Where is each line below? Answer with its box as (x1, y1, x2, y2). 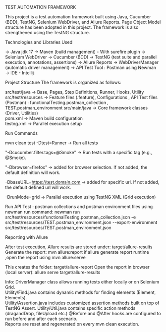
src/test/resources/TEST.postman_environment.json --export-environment (5, 220, 158, 225)
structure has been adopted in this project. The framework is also (5, 24, 139, 30)
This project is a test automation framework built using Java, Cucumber (5, 14, 151, 19)
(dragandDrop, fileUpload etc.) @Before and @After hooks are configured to (5, 311, 161, 316)
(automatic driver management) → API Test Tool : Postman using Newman (5, 64, 157, 70)
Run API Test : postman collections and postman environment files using (5, 204, 153, 210)
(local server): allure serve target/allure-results (5, 270, 101, 275)
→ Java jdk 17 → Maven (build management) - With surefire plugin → (5, 49, 146, 55)
